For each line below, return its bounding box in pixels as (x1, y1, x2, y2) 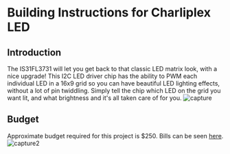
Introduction (7, 47, 62, 58)
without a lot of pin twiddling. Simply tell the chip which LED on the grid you (7, 87, 221, 94)
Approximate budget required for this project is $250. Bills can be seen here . (7, 131, 224, 140)
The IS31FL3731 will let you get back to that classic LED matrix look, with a (7, 65, 218, 73)
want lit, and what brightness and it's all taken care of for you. (7, 94, 182, 102)
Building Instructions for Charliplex (7, 5, 211, 21)
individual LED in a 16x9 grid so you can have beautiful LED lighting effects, (7, 79, 220, 87)
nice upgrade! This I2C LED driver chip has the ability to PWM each (7, 72, 198, 80)
